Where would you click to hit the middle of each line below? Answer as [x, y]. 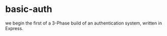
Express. [14, 28]
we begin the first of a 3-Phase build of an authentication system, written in [84, 23]
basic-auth [29, 9]
